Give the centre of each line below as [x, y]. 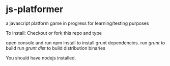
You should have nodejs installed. [41, 58]
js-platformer [35, 9]
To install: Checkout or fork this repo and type [54, 33]
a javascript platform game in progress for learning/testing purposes [77, 23]
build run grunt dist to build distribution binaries [56, 48]
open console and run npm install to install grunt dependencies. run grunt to [86, 43]
